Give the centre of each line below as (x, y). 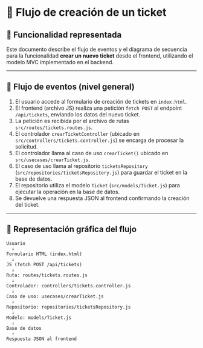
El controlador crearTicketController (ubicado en (77, 133)
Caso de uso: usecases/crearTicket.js (55, 296)
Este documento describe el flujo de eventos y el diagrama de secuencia (97, 49)
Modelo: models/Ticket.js (39, 318)
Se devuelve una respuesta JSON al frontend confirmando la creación (102, 198)
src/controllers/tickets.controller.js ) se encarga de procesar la (99, 140)
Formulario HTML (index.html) (44, 254)
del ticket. (27, 204)
